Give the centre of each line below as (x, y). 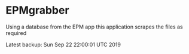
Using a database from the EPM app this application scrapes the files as (94, 27)
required (16, 33)
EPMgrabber (37, 10)
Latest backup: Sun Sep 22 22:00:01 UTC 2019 (63, 45)
